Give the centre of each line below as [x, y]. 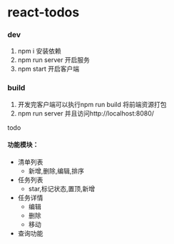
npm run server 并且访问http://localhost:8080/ [86, 113]
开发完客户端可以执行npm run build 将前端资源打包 [92, 104]
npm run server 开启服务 [54, 60]
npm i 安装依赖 [40, 51]
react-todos [43, 12]
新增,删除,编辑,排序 [56, 171]
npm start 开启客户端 [48, 69]
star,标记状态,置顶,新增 [61, 188]
